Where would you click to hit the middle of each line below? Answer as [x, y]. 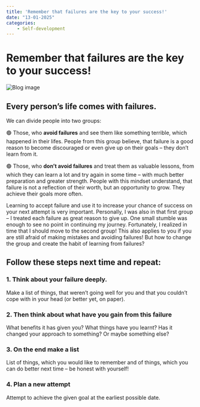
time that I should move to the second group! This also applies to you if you [99, 231]
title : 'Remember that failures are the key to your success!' [87, 12]
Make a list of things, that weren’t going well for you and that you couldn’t [97, 293]
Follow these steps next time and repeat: [84, 262]
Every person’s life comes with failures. [81, 106]
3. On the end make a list [43, 349]
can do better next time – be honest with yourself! [68, 369]
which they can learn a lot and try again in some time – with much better [95, 175]
